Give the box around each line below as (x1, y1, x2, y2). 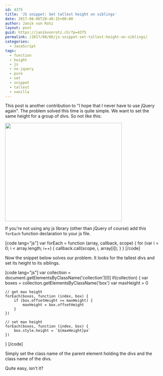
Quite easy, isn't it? (5, 365, 44, 371)
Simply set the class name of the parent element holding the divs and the (5, 350, 153, 356)
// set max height (5, 320, 43, 324)
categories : (5, 39, 29, 44)
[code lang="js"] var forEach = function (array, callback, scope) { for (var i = (5, 240, 159, 246)
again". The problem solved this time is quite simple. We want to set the (5, 108, 149, 114)
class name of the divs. (5, 356, 52, 362)
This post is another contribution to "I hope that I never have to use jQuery (5, 103, 155, 108)
